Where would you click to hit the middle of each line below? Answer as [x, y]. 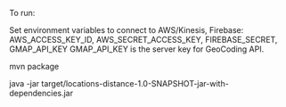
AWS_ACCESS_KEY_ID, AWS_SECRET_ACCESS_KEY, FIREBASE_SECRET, [143, 40]
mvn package [34, 66]
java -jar [25, 83]
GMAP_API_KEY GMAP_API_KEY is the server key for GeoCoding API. [137, 49]
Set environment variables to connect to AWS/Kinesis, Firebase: [127, 30]
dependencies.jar [41, 93]
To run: [22, 13]
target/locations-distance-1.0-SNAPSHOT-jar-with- [135, 83]
